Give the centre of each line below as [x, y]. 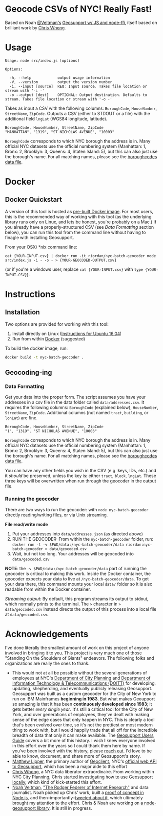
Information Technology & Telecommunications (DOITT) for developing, [84, 683]
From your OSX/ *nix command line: [41, 247]
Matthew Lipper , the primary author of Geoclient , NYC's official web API [84, 761]
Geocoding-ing [29, 372]
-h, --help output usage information [60, 78]
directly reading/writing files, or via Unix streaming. [57, 515]
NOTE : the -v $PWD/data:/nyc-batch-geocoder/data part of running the [76, 568]
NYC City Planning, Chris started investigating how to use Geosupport [82, 777]
